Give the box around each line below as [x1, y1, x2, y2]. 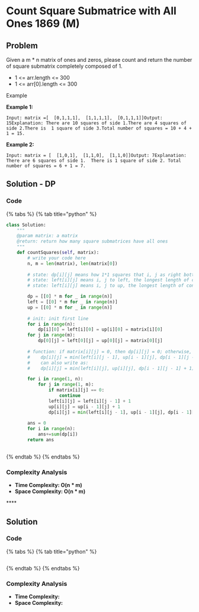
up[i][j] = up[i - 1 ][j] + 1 [48, 403, 120, 410]
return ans [27, 437, 54, 443]
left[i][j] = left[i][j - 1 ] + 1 [48, 398, 131, 404]
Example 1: [6, 103, 34, 111]
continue [59, 393, 81, 399]
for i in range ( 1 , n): [27, 376, 84, 382]
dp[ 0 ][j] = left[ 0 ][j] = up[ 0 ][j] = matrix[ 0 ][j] [37, 338, 163, 344]
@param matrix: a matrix [17, 233, 78, 239]
